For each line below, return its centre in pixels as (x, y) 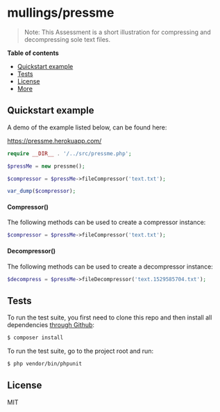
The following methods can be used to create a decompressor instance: (110, 267)
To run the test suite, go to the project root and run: (81, 351)
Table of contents (33, 53)
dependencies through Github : (51, 325)
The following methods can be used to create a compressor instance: (107, 222)
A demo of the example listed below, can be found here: (87, 127)
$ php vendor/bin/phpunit (44, 364)
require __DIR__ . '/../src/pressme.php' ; (69, 153)
